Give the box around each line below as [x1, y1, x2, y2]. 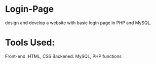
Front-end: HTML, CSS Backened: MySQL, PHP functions [5, 53, 122, 59]
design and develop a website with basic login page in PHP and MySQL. [5, 20, 152, 26]
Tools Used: [5, 37, 55, 48]
